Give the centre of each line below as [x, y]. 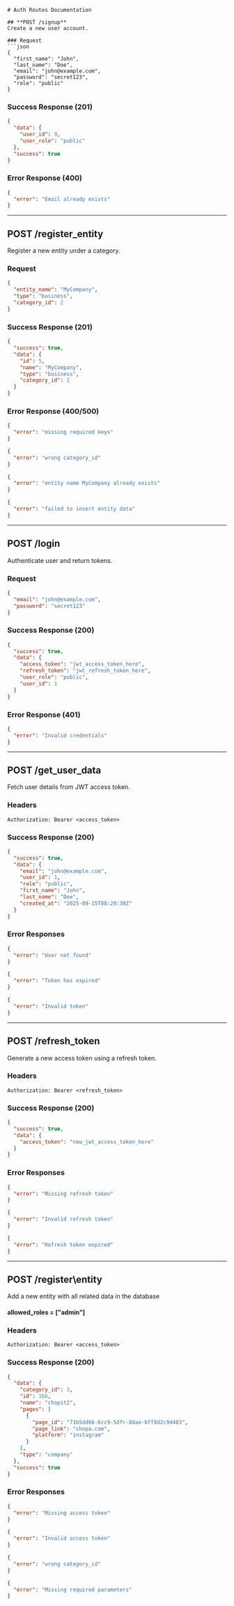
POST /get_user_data [54, 770]
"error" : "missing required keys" [63, 433]
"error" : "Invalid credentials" [61, 735]
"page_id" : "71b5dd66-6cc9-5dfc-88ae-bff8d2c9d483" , [110, 1422]
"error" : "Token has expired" [57, 981]
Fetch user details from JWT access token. [69, 787]
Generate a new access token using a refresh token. [82, 1058]
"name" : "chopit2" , [48, 1403]
